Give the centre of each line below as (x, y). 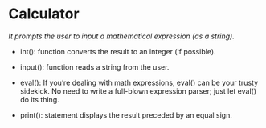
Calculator (44, 14)
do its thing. (40, 99)
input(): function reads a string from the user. (94, 67)
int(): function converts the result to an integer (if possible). (118, 51)
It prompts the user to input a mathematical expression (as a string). (121, 36)
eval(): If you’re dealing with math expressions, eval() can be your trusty (139, 82)
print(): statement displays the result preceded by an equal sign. (126, 115)
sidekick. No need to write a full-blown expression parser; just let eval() (138, 91)
